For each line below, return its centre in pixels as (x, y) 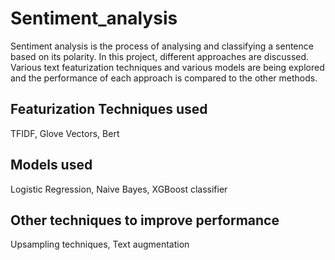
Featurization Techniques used (109, 109)
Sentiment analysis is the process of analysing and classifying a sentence (162, 46)
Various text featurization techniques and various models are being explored (167, 67)
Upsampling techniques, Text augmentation (100, 244)
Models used (51, 165)
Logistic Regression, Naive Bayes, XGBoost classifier (119, 189)
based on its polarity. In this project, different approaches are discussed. (160, 56)
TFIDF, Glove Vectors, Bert (65, 133)
